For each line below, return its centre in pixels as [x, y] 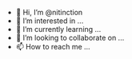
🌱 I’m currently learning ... [58, 29]
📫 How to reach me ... [53, 47]
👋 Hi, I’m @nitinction [49, 12]
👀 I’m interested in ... [50, 21]
